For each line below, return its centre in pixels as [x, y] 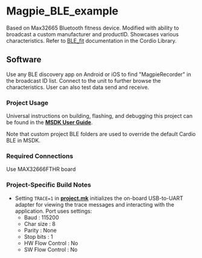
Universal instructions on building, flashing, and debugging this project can [99, 116]
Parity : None [40, 230]
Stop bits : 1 [38, 236]
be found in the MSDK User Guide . [49, 123]
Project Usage [27, 103]
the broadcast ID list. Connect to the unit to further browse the [84, 80]
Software [24, 60]
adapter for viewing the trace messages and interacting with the [95, 204]
